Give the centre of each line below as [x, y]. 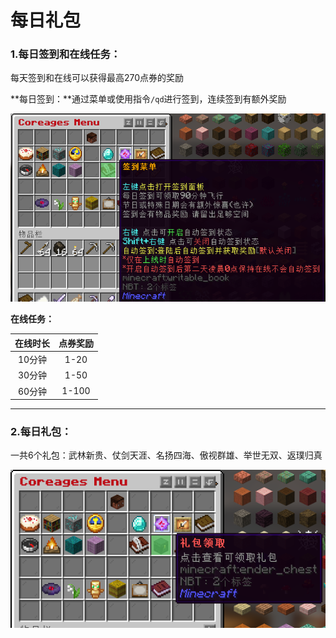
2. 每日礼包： [41, 432]
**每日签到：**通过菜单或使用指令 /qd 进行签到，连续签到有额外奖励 [148, 99]
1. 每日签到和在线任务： [66, 54]
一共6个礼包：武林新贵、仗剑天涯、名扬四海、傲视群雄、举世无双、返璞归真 [166, 455]
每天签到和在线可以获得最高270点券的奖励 [97, 78]
